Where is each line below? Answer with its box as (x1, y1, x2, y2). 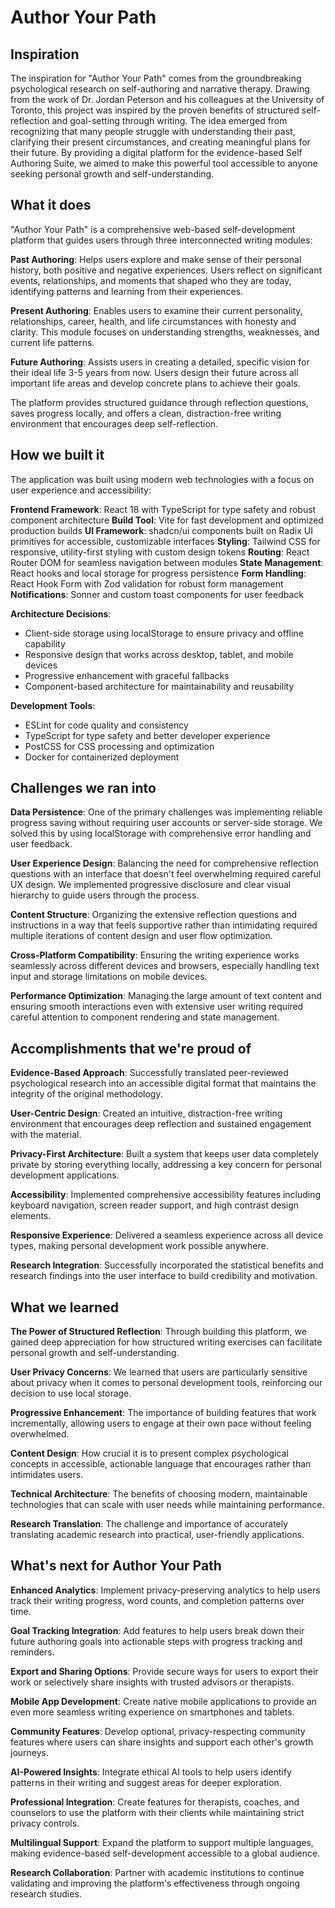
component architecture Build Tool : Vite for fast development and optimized (10, 514, 324, 526)
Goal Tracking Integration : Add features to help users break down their (10, 1624, 305, 1636)
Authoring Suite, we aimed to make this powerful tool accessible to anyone (10, 157, 318, 169)
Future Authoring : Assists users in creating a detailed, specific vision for (10, 356, 310, 368)
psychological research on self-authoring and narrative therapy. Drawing (10, 83, 310, 95)
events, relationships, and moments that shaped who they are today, (10, 274, 292, 286)
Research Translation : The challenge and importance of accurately (10, 1518, 289, 1530)
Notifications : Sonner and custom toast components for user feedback (10, 588, 305, 600)
